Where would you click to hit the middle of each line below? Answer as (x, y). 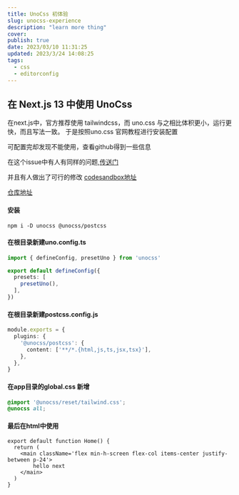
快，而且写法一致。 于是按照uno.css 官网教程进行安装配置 (93, 132)
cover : (17, 34)
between (19, 460)
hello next (49, 466)
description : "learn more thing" (57, 27)
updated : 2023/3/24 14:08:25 (51, 54)
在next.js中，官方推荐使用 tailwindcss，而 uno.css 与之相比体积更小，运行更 (119, 123)
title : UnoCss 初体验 (38, 14)
